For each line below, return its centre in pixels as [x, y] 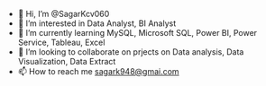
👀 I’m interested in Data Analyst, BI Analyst [97, 23]
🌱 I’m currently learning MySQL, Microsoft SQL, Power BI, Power [138, 33]
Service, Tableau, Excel [61, 42]
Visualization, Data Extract [67, 61]
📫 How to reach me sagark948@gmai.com [98, 71]
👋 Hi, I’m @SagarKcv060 [64, 14]
